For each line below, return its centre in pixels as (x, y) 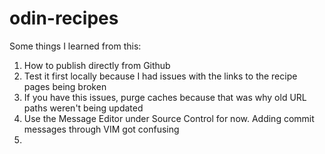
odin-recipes (64, 18)
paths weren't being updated (83, 108)
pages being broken (65, 86)
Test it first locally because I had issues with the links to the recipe (160, 76)
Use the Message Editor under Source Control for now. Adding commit (169, 118)
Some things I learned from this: (75, 46)
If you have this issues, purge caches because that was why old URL (165, 97)
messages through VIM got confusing (101, 129)
